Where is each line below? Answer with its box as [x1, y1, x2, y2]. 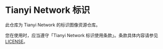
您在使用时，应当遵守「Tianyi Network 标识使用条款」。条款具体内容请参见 [5, 32, 158, 38]
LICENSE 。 [5, 38, 28, 45]
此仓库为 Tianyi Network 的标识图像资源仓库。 [5, 22, 100, 28]
